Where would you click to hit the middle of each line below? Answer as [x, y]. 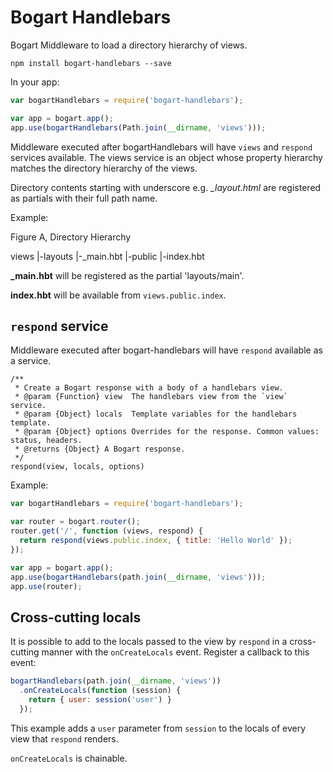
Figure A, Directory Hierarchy [71, 237]
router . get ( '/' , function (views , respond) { [106, 531]
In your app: [35, 82]
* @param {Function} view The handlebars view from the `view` [151, 397]
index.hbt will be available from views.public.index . [118, 295]
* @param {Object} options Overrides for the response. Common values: [167, 432]
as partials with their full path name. [84, 198]
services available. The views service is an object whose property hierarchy [166, 157]
